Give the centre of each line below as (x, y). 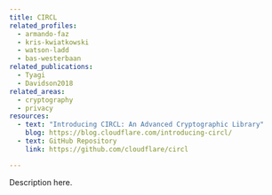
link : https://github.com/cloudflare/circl (107, 149)
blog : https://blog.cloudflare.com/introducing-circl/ (129, 133)
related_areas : (37, 91)
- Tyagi (32, 75)
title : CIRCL (33, 17)
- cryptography (45, 100)
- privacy (35, 108)
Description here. (41, 182)
